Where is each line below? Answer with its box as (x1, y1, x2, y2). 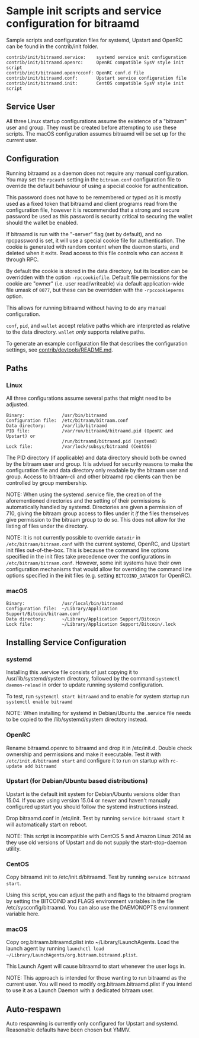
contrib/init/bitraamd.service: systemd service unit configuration (6, 54, 187, 60)
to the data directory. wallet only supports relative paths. (6, 328, 146, 335)
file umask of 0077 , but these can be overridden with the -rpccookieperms (6, 286, 185, 293)
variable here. (6, 910, 40, 917)
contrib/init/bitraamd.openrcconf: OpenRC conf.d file (6, 70, 145, 76)
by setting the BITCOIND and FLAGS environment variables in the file (6, 898, 175, 905)
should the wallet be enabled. (6, 219, 78, 226)
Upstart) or (6, 433, 36, 440)
